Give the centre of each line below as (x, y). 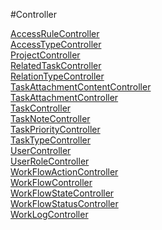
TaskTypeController (51, 140)
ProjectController (45, 55)
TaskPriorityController (55, 129)
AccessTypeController (56, 44)
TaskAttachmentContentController (81, 87)
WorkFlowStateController (62, 193)
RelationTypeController (57, 76)
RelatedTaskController (56, 65)
